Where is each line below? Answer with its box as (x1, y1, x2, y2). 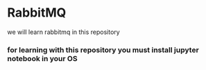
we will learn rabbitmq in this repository (7, 28, 120, 36)
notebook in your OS (7, 53, 78, 63)
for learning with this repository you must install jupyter (7, 45, 199, 55)
